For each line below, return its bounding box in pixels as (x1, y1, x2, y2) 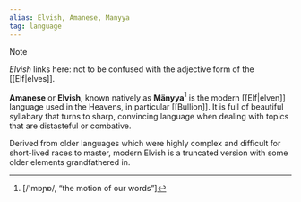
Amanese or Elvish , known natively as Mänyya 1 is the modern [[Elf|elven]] (9, 91, 287, 103)
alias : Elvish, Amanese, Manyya (9, 13, 130, 22)
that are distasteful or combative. (9, 120, 132, 131)
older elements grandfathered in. (9, 157, 131, 168)
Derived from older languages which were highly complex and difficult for (9, 138, 281, 149)
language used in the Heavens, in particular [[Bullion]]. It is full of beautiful (9, 101, 284, 112)
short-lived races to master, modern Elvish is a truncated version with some (9, 147, 288, 158)
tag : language (9, 22, 63, 31)
